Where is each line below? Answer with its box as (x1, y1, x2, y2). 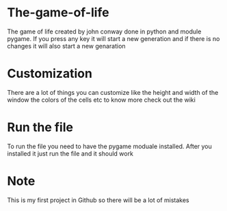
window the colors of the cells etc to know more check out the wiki (7, 96, 196, 104)
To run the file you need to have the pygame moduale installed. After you (7, 142, 212, 150)
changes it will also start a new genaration (7, 42, 126, 50)
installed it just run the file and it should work (7, 149, 133, 158)
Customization (7, 66, 92, 81)
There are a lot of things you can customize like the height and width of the (7, 88, 219, 96)
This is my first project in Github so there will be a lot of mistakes (7, 196, 189, 204)
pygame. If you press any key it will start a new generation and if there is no (7, 34, 220, 42)
